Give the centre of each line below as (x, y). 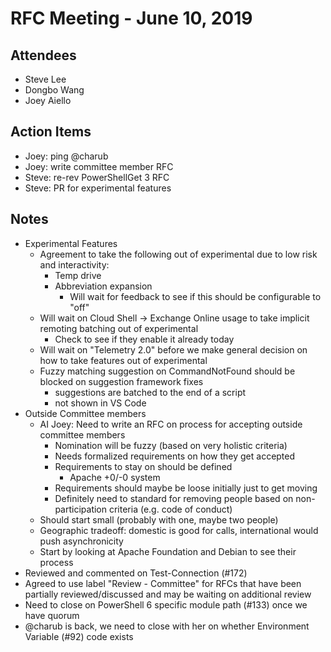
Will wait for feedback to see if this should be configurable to (195, 296)
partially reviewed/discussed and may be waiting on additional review (168, 594)
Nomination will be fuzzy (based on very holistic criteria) (171, 445)
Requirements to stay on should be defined (143, 466)
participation (81, 509)
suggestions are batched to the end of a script (150, 392)
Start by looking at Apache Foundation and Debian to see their (168, 551)
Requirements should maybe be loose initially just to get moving (186, 488)
